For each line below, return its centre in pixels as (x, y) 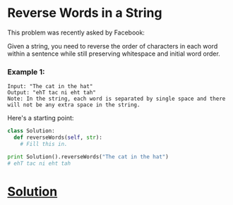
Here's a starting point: (41, 118)
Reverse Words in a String (85, 13)
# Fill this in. (44, 144)
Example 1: (26, 72)
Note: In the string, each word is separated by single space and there (116, 99)
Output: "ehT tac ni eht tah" (52, 93)
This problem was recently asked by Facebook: (76, 32)
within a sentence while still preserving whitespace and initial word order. (114, 54)
